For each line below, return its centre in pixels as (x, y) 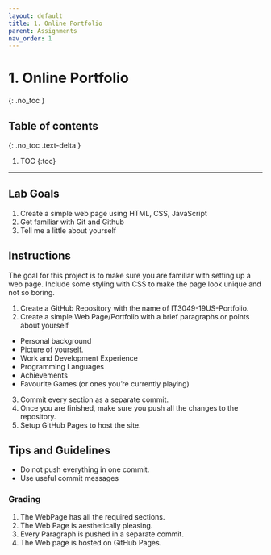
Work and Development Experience (79, 358)
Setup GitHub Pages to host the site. (80, 425)
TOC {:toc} (38, 161)
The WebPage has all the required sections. (92, 516)
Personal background (56, 340)
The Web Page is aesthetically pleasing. (86, 525)
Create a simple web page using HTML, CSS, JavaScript (114, 213)
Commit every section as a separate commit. (94, 399)
